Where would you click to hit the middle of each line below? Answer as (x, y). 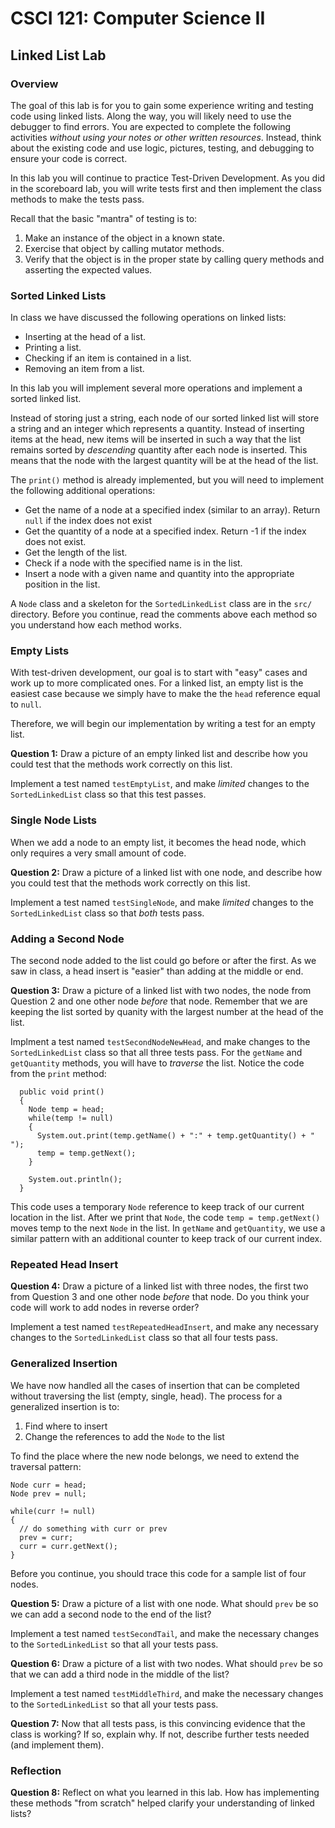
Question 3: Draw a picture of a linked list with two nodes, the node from (161, 991)
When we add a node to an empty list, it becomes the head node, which (158, 842)
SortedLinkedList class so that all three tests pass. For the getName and (156, 1053)
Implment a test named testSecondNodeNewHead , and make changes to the (160, 1042)
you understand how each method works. (96, 625)
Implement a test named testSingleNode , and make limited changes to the (162, 902)
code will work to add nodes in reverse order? (105, 1308)
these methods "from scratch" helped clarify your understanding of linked (162, 1803)
